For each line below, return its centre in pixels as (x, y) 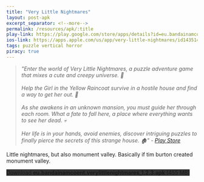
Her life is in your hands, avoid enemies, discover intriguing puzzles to (109, 133)
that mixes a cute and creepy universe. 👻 (73, 75)
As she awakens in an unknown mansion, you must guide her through (108, 107)
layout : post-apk (28, 18)
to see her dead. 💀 (44, 120)
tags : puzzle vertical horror (45, 46)
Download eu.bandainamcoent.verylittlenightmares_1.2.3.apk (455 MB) (98, 172)
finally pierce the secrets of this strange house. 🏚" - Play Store (101, 140)
